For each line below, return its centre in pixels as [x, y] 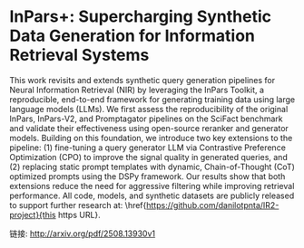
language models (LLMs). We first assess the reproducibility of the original [149, 109]
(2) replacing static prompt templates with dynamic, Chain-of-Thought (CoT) [152, 167]
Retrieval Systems [79, 55]
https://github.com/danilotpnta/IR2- [213, 205]
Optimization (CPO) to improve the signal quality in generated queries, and [148, 157]
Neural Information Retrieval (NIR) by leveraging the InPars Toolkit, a [137, 90]
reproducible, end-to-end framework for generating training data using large [152, 99]
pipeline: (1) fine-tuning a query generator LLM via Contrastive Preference [147, 148]
